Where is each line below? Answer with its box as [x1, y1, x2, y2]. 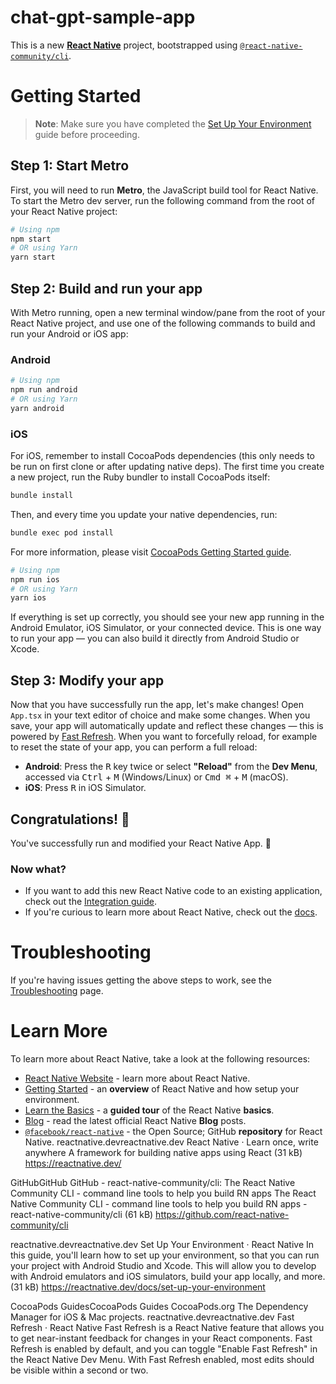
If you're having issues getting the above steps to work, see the [10, 974, 272, 986]
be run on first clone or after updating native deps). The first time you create [10, 461, 325, 473]
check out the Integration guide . [24, 896, 157, 908]
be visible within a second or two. [10, 1364, 149, 1376]
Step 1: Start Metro [10, 157, 130, 175]
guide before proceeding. [34, 128, 140, 140]
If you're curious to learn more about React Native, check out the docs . [24, 906, 318, 918]
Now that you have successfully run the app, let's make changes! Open [10, 699, 305, 711]
